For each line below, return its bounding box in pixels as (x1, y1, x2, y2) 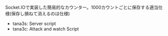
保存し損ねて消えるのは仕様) (11, 10, 70, 16)
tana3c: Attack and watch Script (12, 26, 79, 31)
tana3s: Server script (12, 20, 56, 26)
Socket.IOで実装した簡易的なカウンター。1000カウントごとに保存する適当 (5, 4, 159, 10)
